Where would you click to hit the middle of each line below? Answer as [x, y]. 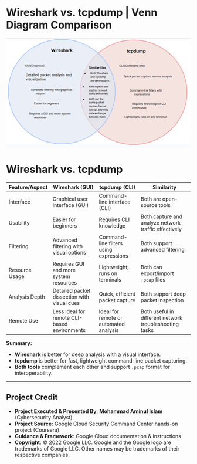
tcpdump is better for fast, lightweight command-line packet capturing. [101, 361]
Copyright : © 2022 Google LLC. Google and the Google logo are [93, 442]
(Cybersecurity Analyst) [43, 417]
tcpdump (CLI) [118, 187]
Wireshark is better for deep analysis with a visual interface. [88, 354]
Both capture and [162, 216]
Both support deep [163, 294]
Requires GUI [69, 264]
